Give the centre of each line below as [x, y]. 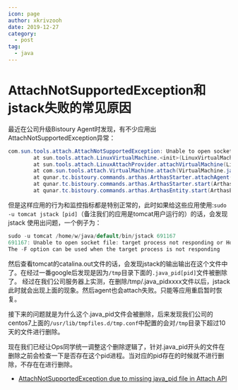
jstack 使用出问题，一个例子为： [55, 223]
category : [23, 34]
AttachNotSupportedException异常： [62, 138]
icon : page [24, 14]
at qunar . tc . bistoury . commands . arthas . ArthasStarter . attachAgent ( [133, 177]
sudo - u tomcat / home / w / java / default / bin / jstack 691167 [92, 236]
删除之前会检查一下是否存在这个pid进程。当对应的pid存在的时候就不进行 [113, 355]
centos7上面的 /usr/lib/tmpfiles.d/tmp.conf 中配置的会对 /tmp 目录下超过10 [117, 323]
